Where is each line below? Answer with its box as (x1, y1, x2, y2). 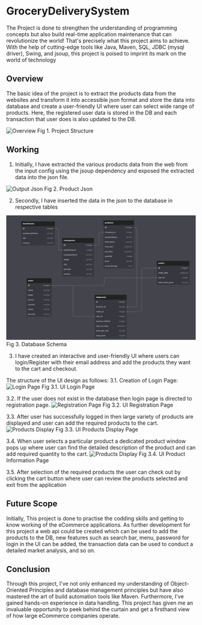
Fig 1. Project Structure (37, 127, 94, 134)
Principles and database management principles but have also (29, 586, 183, 594)
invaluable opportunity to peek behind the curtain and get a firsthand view (6, 606, 190, 613)
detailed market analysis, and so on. (6, 547, 96, 554)
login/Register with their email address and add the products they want (14, 358, 191, 366)
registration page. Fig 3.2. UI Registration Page (6, 401, 173, 408)
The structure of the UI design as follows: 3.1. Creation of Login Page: (6, 376, 179, 384)
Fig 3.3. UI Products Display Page (55, 425, 138, 433)
